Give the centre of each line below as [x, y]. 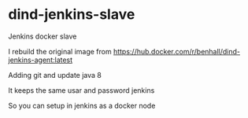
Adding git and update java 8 [55, 75]
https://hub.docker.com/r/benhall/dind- [177, 51]
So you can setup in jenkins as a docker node [82, 105]
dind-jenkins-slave [72, 15]
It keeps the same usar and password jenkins [81, 90]
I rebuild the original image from [60, 51]
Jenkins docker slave [43, 36]
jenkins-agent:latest [41, 60]
